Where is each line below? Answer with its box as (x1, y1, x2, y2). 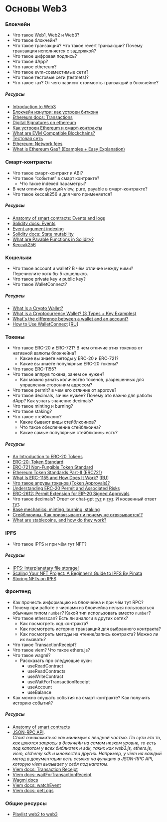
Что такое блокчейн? (12, 37, 57, 43)
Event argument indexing (12, 225, 64, 232)
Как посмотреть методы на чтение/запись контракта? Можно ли (19, 631, 159, 637)
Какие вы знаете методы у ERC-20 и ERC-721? (19, 355, 119, 361)
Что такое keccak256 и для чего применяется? (12, 191, 113, 197)
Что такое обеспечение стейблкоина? (19, 424, 101, 430)
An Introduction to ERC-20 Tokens (12, 454, 83, 460)
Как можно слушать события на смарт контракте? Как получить (12, 694, 151, 700)
